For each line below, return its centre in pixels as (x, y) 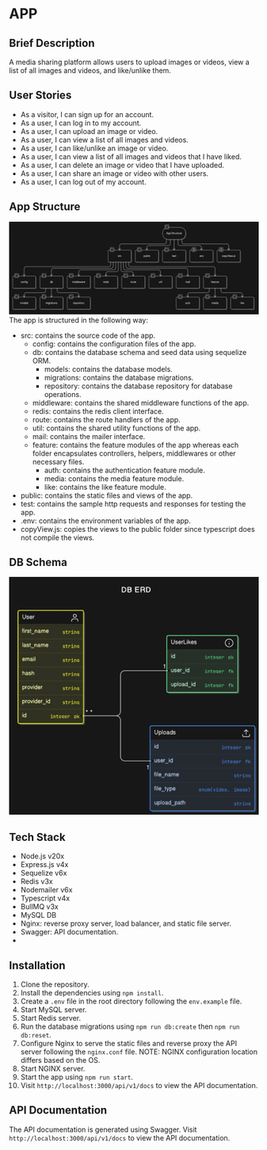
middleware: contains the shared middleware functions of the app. (141, 403)
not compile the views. (57, 537)
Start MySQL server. (53, 1009)
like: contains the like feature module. (105, 487)
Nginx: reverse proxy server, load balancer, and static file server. (126, 923)
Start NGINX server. (53, 1068)
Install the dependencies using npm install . (92, 992)
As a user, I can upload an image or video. (89, 131)
